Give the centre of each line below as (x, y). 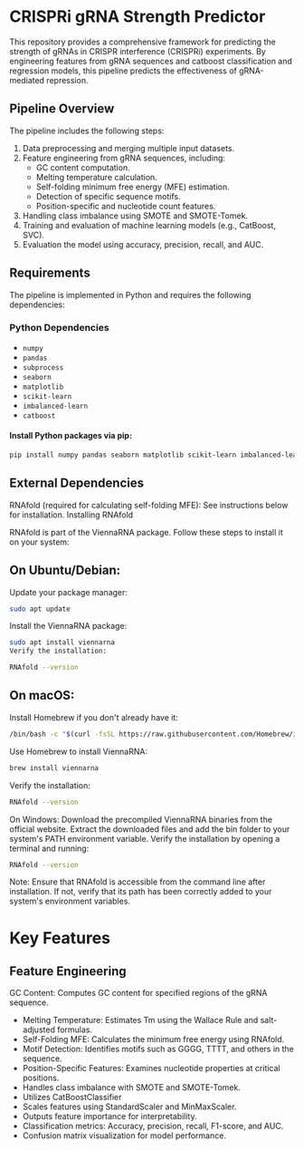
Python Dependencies (60, 328)
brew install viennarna (54, 768)
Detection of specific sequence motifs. (108, 196)
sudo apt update (40, 609)
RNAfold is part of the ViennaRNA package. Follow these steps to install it (146, 532)
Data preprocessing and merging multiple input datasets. (128, 148)
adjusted (39, 1029)
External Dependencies (77, 483)
